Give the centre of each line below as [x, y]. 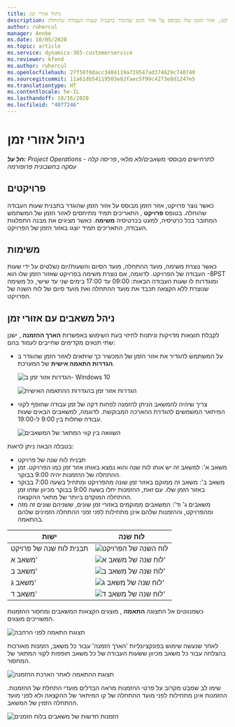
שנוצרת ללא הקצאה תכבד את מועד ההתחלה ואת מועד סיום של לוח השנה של [108, 289]
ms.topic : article [34, 46]
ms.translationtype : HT [42, 85]
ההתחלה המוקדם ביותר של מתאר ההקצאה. [74, 497]
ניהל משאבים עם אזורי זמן [61, 318]
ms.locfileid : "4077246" [43, 105]
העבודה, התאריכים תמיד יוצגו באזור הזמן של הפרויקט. [78, 228]
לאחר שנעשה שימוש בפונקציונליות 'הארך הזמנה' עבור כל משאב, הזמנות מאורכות [113, 646]
